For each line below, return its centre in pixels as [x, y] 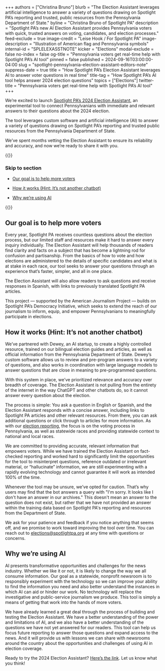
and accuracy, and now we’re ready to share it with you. [62, 146]
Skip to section [23, 168]
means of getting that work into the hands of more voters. [64, 602]
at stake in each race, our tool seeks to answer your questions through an [80, 266]
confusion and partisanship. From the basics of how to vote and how [75, 256]
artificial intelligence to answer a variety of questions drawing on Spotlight [81, 12]
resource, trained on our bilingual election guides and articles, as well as [79, 349]
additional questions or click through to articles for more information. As [78, 420]
